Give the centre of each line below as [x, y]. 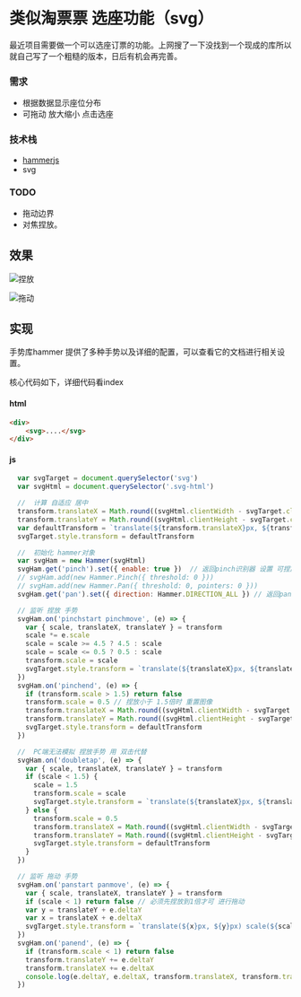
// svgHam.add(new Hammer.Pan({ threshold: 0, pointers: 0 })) [138, 586]
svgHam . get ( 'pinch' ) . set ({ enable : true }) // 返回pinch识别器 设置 [145, 569]
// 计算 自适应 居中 [53, 503]
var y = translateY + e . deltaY [84, 910]
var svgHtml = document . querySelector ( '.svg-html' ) [116, 487]
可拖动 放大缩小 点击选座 [68, 114]
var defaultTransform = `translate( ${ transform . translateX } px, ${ [144, 528]
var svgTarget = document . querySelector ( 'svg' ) [108, 478]
